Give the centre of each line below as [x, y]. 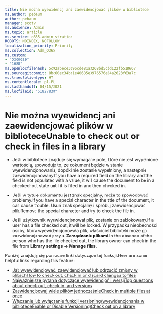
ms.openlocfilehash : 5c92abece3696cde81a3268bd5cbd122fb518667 [71, 69]
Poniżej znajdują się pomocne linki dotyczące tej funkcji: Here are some [76, 255]
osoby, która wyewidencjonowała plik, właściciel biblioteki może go [80, 231]
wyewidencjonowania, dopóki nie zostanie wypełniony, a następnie [79, 170]
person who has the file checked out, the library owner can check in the [84, 241]
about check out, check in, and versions [52, 286]
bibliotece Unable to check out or [72, 136]
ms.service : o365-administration [39, 37]
